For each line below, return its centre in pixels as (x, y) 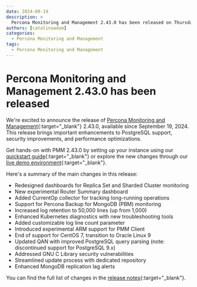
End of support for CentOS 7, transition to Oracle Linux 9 (83, 235)
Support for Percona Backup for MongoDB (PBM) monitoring (88, 204)
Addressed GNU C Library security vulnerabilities (74, 254)
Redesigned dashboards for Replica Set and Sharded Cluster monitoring (102, 185)
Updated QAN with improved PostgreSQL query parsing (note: (90, 241)
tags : (13, 45)
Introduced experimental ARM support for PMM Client (79, 229)
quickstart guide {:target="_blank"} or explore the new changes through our (97, 156)
